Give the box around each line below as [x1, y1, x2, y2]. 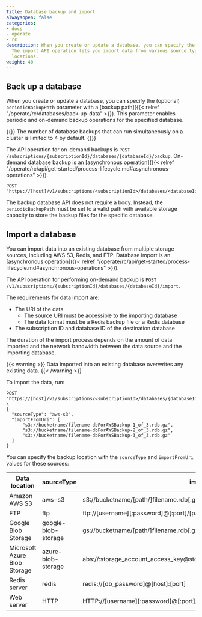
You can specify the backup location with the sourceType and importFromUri [6, 454, 194, 461]
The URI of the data [14, 306, 64, 313]
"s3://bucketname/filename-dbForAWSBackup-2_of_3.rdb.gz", [22, 427, 173, 433]
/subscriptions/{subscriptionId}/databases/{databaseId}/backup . [6, 153, 173, 160]
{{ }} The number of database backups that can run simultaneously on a [6, 128, 183, 135]
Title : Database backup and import [6, 8, 96, 15]
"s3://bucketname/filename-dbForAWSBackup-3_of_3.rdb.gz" [22, 433, 171, 439]
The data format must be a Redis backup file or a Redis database [23, 318, 185, 326]
